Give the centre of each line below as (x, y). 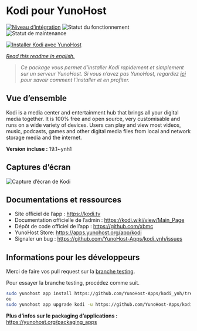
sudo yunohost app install (39, 294)
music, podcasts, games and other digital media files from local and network (98, 131)
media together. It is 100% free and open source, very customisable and (93, 119)
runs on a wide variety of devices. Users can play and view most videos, (94, 125)
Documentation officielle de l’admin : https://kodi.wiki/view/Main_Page (99, 220)
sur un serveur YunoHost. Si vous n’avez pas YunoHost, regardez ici (103, 73)
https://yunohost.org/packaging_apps (52, 322)
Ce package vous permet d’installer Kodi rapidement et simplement (102, 67)
